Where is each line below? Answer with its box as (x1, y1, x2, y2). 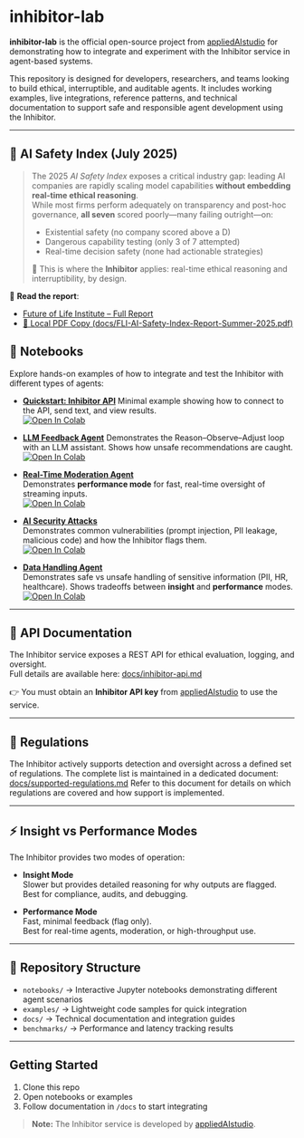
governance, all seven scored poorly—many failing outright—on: (31, 208, 274, 219)
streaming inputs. (22, 487, 88, 499)
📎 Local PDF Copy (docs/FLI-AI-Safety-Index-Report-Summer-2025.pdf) (22, 317, 294, 328)
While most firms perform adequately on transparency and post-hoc (31, 199, 287, 210)
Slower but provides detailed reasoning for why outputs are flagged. (22, 879, 278, 890)
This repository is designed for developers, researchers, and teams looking (9, 72, 290, 83)
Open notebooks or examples (22, 1091, 133, 1102)
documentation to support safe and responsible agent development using (9, 101, 283, 112)
